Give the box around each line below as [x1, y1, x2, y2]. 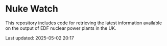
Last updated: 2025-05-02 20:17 [5, 35, 74, 41]
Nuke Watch [5, 3, 59, 15]
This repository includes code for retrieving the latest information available [5, 20, 162, 26]
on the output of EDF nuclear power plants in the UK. [5, 25, 116, 31]
